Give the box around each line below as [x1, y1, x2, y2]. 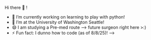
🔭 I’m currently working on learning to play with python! [11, 14, 125, 20]
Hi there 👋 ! [4, 5, 28, 10]
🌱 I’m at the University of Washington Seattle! [11, 20, 104, 25]
